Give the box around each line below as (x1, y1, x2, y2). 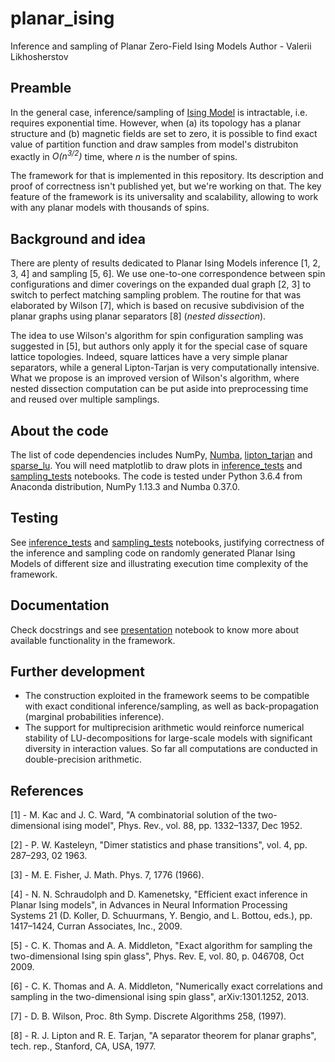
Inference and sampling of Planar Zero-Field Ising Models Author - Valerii (10, 40, 312, 52)
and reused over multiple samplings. (10, 393, 160, 406)
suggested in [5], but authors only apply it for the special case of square (10, 340, 308, 352)
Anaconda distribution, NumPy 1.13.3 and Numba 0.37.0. (10, 481, 241, 493)
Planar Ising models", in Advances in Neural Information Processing (10, 899, 288, 911)
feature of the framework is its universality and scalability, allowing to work (10, 191, 319, 203)
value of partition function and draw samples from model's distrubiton (10, 138, 299, 150)
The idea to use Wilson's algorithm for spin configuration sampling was (10, 330, 304, 342)
